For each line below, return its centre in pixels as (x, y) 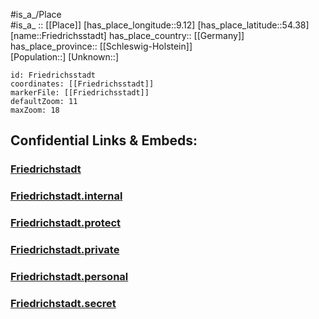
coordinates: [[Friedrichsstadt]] (82, 84)
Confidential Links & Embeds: (104, 140)
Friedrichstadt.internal (66, 196)
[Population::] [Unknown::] (65, 57)
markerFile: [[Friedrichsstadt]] (80, 93)
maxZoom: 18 (35, 110)
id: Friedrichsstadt (53, 75)
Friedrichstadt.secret (63, 303)
